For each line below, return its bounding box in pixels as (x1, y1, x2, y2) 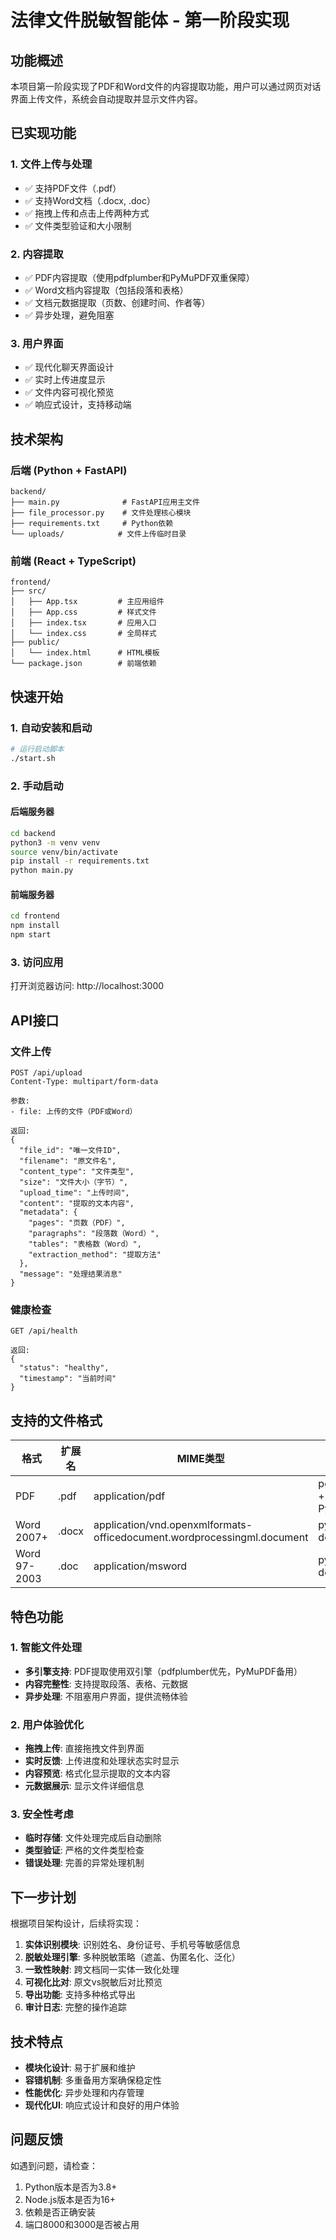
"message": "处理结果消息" (19, 1269, 123, 1280)
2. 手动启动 (10, 779, 64, 793)
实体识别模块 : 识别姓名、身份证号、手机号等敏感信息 (24, 1939, 241, 1951)
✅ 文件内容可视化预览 (24, 386, 115, 398)
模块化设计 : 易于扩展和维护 (24, 2062, 136, 2074)
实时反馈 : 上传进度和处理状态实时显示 (24, 1755, 180, 1767)
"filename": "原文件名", (19, 1156, 117, 1166)
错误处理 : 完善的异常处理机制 (24, 1857, 145, 1869)
